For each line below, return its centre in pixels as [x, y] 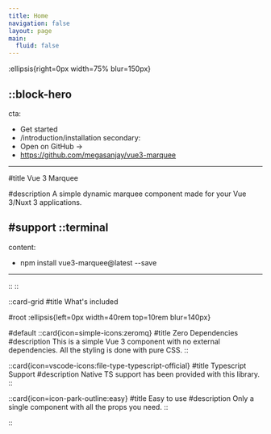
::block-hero [40, 94]
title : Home [28, 16]
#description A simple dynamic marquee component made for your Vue [127, 194]
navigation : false [39, 23]
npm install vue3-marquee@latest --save [88, 262]
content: [22, 247]
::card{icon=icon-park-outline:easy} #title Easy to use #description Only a [131, 398]
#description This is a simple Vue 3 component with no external [114, 341]
